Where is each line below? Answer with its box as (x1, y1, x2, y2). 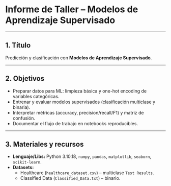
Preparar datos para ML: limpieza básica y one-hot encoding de (12, 88, 147, 94)
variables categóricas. (12, 93, 60, 99)
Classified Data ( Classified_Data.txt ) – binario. (20, 175, 121, 181)
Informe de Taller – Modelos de (5, 4, 138, 15)
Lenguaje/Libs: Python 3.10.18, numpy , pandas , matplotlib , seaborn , (12, 153, 152, 159)
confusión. (12, 115, 36, 121)
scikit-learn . (12, 159, 42, 165)
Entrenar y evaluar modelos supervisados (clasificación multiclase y (12, 99, 156, 105)
